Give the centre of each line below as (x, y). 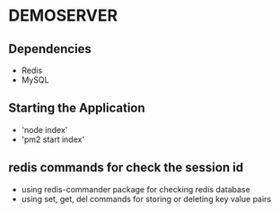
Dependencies (50, 49)
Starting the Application (77, 108)
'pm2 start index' (53, 139)
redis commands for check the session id (126, 168)
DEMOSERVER (63, 16)
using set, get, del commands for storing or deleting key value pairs (146, 199)
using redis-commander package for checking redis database (136, 189)
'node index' (44, 129)
